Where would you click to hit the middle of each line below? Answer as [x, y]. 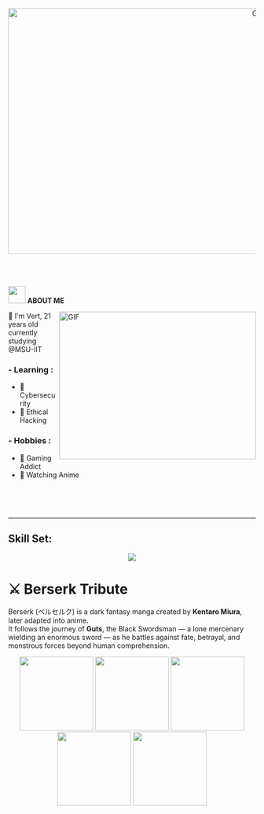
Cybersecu [37, 395]
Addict [30, 466]
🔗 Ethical [34, 412]
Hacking [33, 420]
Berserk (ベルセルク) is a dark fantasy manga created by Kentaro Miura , [125, 612]
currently [23, 333]
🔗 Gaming [35, 458]
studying [22, 341]
